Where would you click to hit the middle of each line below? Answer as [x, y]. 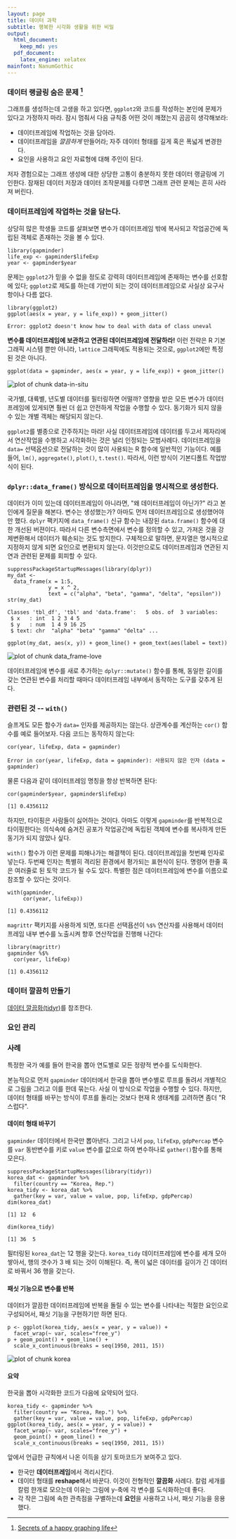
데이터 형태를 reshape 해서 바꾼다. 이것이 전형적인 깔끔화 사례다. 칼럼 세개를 [122, 1481]
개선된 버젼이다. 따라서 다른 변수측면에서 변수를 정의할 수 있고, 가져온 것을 [116, 529]
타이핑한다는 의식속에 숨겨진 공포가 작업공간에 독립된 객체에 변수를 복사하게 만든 [117, 829]
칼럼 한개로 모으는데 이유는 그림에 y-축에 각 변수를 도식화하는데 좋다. [111, 1490]
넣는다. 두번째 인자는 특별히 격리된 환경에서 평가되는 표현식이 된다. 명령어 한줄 [114, 862]
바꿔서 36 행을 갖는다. [45, 1271]
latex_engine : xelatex [53, 60]
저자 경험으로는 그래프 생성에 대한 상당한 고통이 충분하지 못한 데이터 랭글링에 [112, 174]
